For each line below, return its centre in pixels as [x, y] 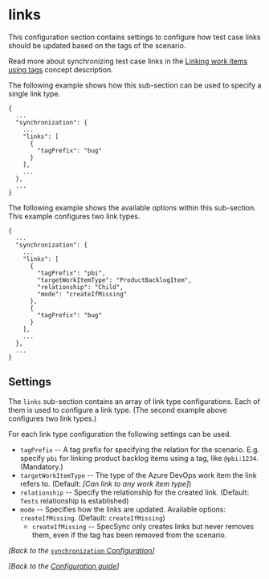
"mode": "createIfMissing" [82, 294]
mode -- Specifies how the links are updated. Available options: [123, 509]
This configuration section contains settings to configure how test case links [134, 37]
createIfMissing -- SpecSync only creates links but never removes [143, 526]
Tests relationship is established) [74, 500]
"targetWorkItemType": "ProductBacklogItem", [115, 280]
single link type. [35, 93]
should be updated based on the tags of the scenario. [97, 45]
